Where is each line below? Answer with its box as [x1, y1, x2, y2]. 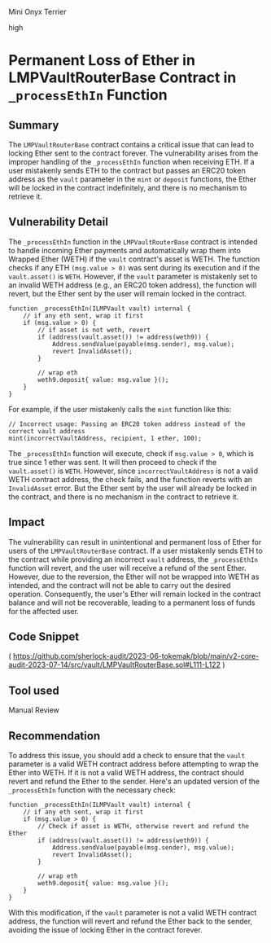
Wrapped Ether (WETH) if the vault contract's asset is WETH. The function [8, 254, 260, 264]
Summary [8, 118, 59, 132]
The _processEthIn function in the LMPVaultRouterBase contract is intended [8, 236, 258, 247]
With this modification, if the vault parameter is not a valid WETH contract [8, 908, 257, 918]
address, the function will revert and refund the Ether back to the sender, [8, 916, 253, 927]
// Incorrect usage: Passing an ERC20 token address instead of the [8, 419, 246, 428]
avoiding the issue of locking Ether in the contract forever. [8, 925, 203, 935]
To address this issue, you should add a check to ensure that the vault [8, 751, 246, 761]
